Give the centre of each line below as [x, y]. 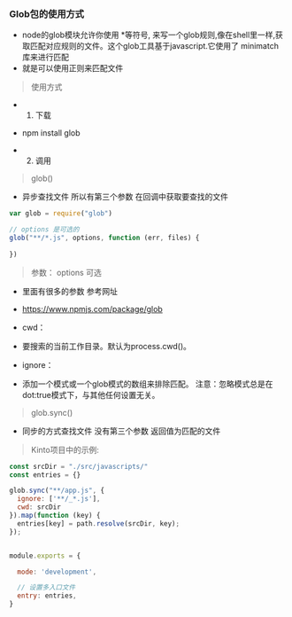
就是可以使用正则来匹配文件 [73, 68]
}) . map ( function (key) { [55, 516]
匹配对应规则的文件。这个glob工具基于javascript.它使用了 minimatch [154, 46]
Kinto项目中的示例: [65, 449]
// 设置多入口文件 [46, 588]
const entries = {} [45, 475]
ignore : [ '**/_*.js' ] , [59, 499]
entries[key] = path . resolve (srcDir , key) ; [98, 523]
